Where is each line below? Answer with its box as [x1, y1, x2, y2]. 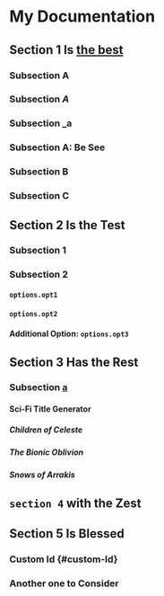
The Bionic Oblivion [9, 447, 84, 458]
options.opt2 [9, 309, 58, 318]
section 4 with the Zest [9, 495, 142, 511]
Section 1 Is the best [9, 42, 124, 58]
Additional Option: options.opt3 [9, 328, 129, 339]
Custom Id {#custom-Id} [9, 553, 118, 565]
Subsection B [9, 165, 69, 178]
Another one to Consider [9, 577, 119, 590]
